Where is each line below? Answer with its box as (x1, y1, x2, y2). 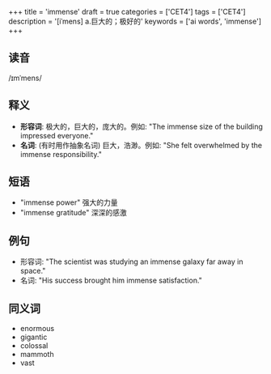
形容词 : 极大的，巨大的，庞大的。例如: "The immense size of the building (19, 121, 263, 131)
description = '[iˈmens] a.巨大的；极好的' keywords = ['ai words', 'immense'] (8, 16, 261, 26)
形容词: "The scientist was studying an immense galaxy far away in (19, 257, 243, 266)
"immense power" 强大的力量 (19, 198, 118, 207)
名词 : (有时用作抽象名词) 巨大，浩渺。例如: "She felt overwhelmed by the (19, 140, 263, 150)
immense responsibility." (19, 149, 103, 159)
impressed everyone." (19, 130, 94, 140)
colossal (19, 341, 49, 351)
